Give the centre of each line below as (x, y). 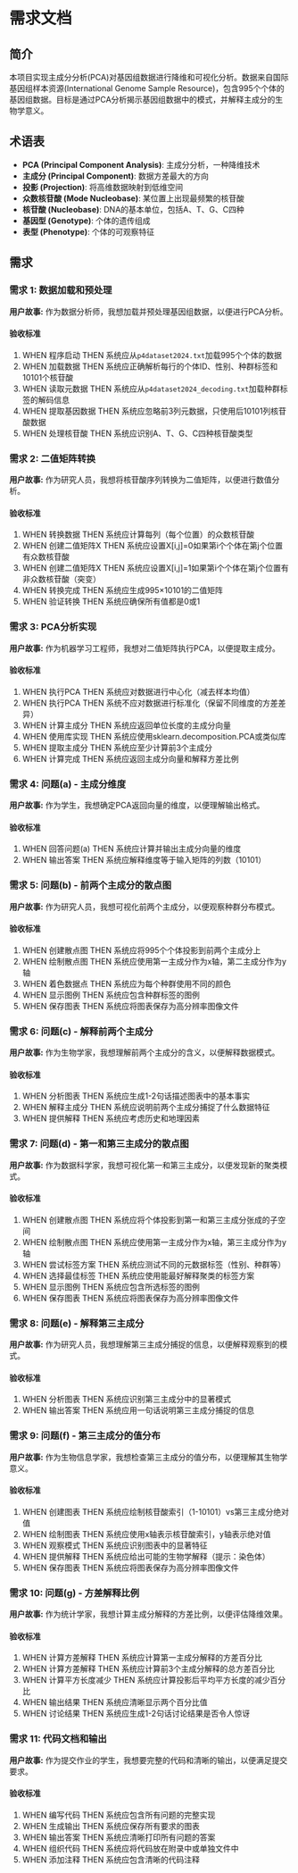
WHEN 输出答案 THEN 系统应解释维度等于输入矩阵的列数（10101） (144, 860)
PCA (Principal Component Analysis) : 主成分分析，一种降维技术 (141, 164)
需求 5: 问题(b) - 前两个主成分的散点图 (91, 885)
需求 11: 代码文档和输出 (58, 1739)
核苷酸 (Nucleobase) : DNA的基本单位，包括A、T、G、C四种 (133, 209)
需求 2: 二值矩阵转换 (53, 458)
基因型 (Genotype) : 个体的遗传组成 (86, 221)
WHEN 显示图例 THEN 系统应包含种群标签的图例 (111, 995)
